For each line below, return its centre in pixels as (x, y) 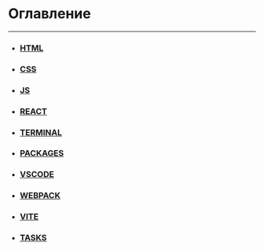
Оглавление (50, 14)
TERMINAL (41, 132)
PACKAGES (42, 153)
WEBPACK (40, 196)
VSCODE (37, 175)
